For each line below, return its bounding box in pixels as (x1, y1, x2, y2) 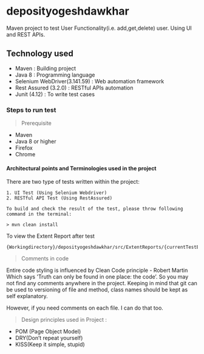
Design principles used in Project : (21, 316, 107, 324)
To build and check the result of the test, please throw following (6, 206, 183, 212)
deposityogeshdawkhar (6, 4, 129, 18)
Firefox (15, 144, 33, 151)
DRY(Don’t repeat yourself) (15, 335, 83, 342)
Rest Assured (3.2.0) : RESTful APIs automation (15, 84, 134, 91)
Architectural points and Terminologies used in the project (6, 164, 157, 172)
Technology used (6, 49, 74, 59)
